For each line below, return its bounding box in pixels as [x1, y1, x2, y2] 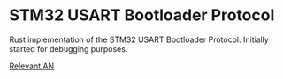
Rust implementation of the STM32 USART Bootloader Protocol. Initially [9, 34, 270, 45]
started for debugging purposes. [9, 43, 128, 54]
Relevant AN [9, 61, 55, 71]
